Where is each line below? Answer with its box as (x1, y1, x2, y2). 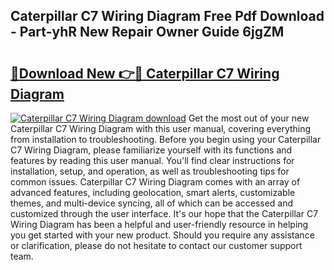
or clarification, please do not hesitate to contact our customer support (10, 240, 303, 251)
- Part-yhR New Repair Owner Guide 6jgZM (10, 24, 285, 41)
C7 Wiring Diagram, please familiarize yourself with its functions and (10, 144, 293, 156)
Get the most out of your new (188, 112, 310, 124)
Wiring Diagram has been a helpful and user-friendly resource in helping (10, 219, 309, 230)
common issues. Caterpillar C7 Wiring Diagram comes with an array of (10, 176, 301, 188)
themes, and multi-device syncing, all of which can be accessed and (10, 197, 294, 209)
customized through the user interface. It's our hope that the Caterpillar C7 (10, 208, 319, 219)
